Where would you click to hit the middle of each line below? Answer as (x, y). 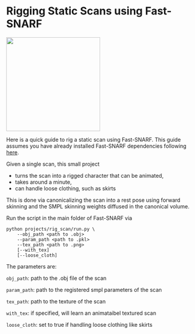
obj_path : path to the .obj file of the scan (56, 278)
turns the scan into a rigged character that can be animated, (89, 175)
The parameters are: (31, 266)
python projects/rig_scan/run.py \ (51, 229)
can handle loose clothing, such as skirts (65, 188)
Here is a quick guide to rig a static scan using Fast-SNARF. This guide (94, 139)
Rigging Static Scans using (74, 11)
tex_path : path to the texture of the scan (56, 301)
